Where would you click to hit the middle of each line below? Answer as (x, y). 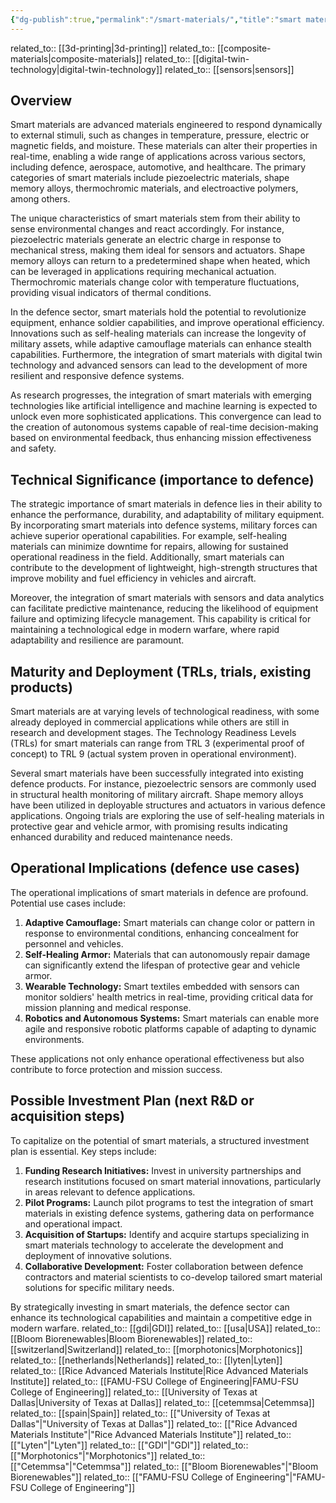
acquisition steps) (67, 1116)
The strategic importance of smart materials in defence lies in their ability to (166, 504)
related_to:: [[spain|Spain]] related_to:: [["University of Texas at (140, 1413)
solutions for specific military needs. (99, 1287)
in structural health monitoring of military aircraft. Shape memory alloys (157, 795)
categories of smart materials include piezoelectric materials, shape (150, 178)
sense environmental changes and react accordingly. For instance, (147, 229)
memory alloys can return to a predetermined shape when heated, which (160, 261)
